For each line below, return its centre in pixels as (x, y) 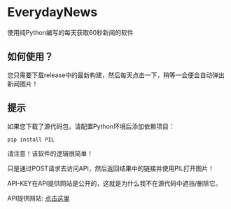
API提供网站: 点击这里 (38, 198)
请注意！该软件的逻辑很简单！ (50, 153)
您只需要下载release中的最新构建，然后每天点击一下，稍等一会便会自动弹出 (116, 75)
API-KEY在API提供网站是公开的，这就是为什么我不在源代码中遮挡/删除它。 (114, 183)
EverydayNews (52, 12)
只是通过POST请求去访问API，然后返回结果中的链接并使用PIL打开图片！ (111, 168)
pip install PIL (31, 140)
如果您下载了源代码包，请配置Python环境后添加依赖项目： (91, 126)
